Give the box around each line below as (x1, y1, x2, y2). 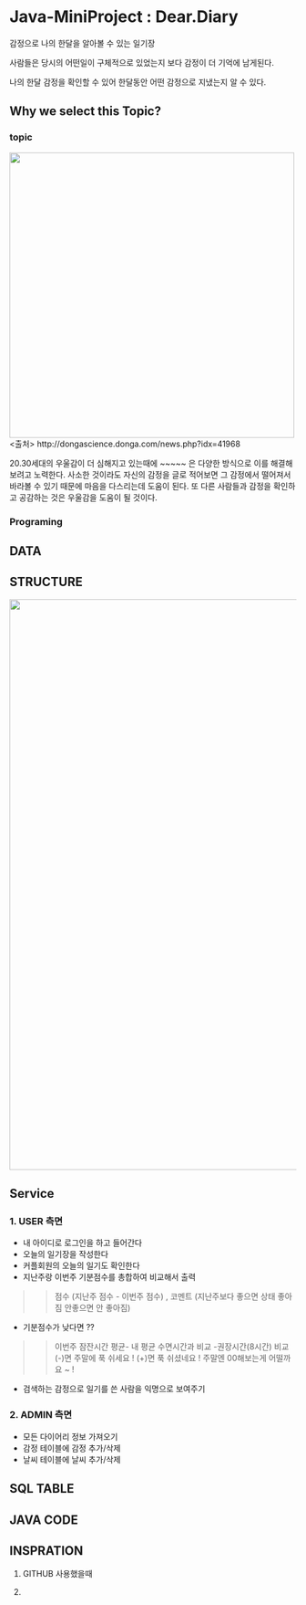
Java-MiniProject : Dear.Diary (9, 6, 239, 27)
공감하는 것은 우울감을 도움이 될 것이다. (18, 491, 158, 503)
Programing (9, 515, 64, 528)
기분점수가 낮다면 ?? (22, 1322, 96, 1333)
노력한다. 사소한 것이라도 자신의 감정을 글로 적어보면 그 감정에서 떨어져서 (33, 468, 291, 480)
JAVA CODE (9, 1512, 79, 1527)
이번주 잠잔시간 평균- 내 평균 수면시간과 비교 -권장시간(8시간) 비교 (54, 1341, 290, 1352)
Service (9, 1186, 55, 1201)
